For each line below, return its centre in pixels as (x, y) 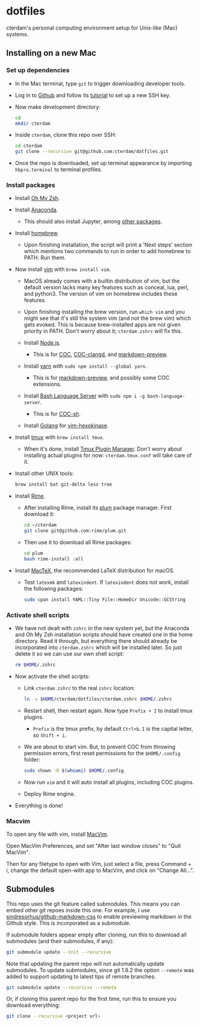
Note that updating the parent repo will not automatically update (85, 964)
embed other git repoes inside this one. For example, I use (78, 910)
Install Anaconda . (36, 210)
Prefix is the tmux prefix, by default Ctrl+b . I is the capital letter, (113, 729)
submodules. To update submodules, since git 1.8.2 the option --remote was (100, 970)
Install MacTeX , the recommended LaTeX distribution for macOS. (95, 570)
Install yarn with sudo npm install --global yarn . (85, 366)
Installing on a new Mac (51, 53)
